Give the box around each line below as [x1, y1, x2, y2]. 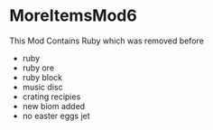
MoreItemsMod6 [9, 5, 137, 26]
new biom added [22, 100, 86, 111]
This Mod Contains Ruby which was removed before [9, 35, 205, 46]
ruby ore [22, 62, 55, 73]
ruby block [22, 71, 63, 82]
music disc [22, 81, 63, 92]
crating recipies [22, 91, 81, 102]
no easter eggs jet [22, 110, 90, 121]
